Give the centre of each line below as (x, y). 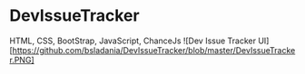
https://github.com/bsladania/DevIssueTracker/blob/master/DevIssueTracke (154, 50)
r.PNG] (22, 60)
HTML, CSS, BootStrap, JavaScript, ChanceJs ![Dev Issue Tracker (133, 41)
